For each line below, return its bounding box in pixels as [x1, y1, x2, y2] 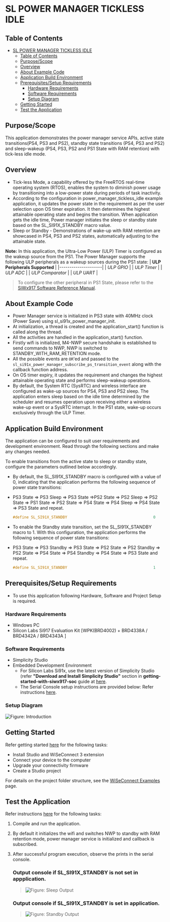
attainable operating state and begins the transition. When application [12, 211, 158, 217]
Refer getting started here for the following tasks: [5, 742, 108, 748]
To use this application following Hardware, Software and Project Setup [12, 592, 161, 598]
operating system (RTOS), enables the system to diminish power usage [12, 184, 161, 190]
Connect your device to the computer [12, 757, 91, 763]
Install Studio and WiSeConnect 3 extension [12, 751, 105, 757]
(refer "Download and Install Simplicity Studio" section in [20, 673, 143, 679]
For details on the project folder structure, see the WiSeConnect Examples [5, 777, 160, 783]
